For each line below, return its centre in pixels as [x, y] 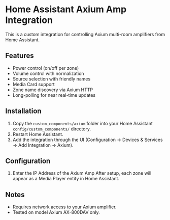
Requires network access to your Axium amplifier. [64, 207]
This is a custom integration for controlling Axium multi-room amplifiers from [85, 34]
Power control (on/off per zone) [46, 68]
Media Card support [33, 84]
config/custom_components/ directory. [52, 129]
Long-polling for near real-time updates [54, 95]
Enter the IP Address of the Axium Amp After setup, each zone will [82, 173]
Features [20, 56]
